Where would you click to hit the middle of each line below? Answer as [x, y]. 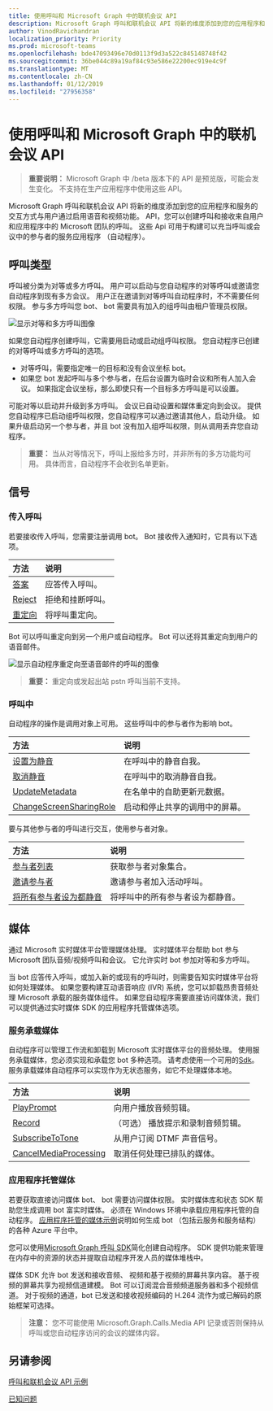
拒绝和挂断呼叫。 [78, 599]
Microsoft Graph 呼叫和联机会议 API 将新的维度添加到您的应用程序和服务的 [133, 206]
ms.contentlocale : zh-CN [50, 76]
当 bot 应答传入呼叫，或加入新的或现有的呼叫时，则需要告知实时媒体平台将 [133, 977]
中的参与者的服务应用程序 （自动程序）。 [82, 237]
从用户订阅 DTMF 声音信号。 [168, 1139]
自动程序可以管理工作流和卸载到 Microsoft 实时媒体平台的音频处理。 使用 [131, 1050]
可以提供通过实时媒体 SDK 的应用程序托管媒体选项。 [96, 1007]
